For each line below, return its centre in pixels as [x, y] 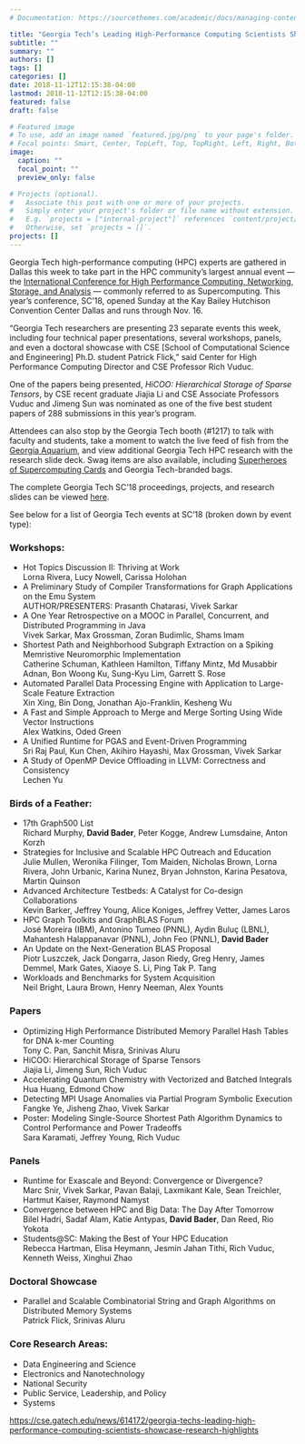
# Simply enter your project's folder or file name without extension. [152, 211]
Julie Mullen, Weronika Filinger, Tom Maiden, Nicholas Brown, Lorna [150, 862]
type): [20, 524]
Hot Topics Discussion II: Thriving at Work [101, 567]
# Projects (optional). [54, 194]
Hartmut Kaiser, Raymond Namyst [86, 1199]
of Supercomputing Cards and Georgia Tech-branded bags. [121, 469]
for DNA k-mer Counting [68, 1040]
